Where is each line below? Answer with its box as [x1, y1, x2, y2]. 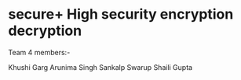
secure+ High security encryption [8, 5, 234, 23]
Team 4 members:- [8, 47, 71, 57]
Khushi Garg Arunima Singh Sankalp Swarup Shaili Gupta [8, 62, 193, 71]
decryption [8, 22, 82, 40]
